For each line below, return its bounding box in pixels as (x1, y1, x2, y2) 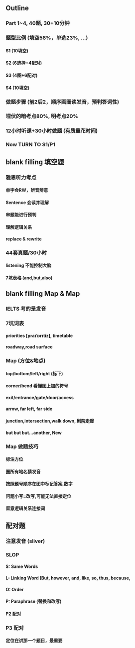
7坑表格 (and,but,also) (5, 275, 53, 281)
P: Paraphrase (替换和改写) (5, 598, 62, 604)
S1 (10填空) (5, 47, 29, 54)
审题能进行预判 (5, 212, 36, 218)
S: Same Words (5, 563, 38, 569)
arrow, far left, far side (5, 406, 53, 412)
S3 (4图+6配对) (5, 72, 38, 79)
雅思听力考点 (5, 174, 37, 181)
